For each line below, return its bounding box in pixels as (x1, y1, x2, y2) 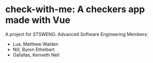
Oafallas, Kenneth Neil (12, 52, 60, 58)
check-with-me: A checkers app (5, 4, 145, 15)
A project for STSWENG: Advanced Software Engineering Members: (5, 31, 148, 37)
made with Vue (5, 14, 70, 26)
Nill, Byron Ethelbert (12, 46, 55, 52)
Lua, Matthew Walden (12, 41, 59, 47)
